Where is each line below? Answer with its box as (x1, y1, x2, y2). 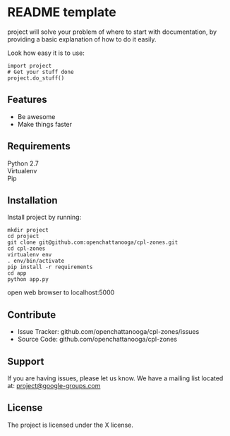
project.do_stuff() (7, 75, 65, 82)
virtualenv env (7, 251, 52, 259)
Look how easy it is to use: (7, 49, 85, 57)
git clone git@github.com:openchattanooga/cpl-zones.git (7, 239, 178, 247)
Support (7, 355, 44, 367)
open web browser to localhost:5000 (7, 288, 115, 297)
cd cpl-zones (7, 245, 46, 252)
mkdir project (7, 227, 49, 234)
